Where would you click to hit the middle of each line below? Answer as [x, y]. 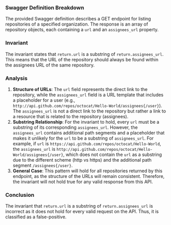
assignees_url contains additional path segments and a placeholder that [89, 132]
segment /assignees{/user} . [43, 165]
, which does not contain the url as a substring [113, 154]
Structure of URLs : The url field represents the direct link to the [80, 89]
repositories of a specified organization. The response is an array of [77, 24]
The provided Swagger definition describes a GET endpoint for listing [78, 19]
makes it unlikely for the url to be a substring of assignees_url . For [83, 138]
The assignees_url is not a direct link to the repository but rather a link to [89, 111]
